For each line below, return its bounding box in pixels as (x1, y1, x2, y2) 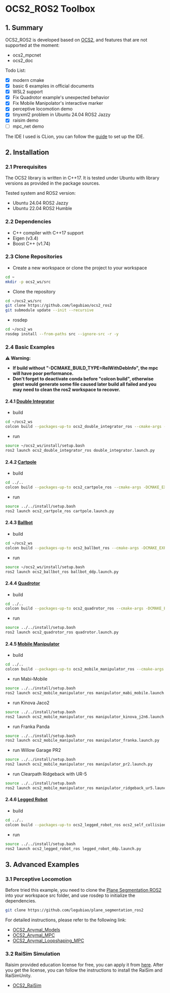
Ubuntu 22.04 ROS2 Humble (12, 206, 72, 212)
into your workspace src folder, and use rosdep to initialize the (5, 892, 136, 898)
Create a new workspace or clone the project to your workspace (12, 265, 147, 271)
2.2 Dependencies (5, 218, 52, 225)
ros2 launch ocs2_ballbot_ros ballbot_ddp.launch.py (5, 569, 119, 574)
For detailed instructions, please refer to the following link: (5, 917, 126, 923)
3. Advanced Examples (5, 860, 79, 869)
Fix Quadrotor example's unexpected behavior (12, 95, 110, 101)
